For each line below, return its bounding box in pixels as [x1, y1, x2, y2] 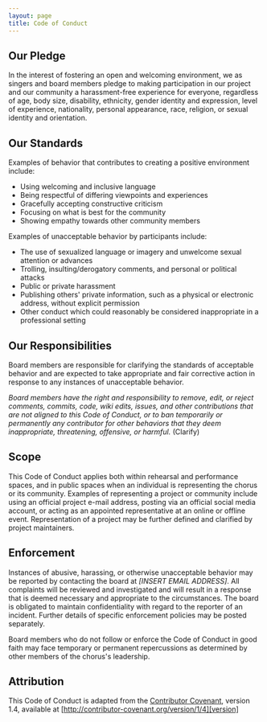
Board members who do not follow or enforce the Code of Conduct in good [8, 634, 257, 644]
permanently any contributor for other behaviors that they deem [8, 418, 221, 428]
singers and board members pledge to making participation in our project [8, 79, 251, 88]
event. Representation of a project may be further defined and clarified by [8, 514, 253, 523]
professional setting [19, 315, 86, 326]
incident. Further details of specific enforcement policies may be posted [8, 610, 247, 620]
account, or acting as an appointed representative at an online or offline [8, 506, 246, 515]
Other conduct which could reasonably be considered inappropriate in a [19, 307, 259, 317]
